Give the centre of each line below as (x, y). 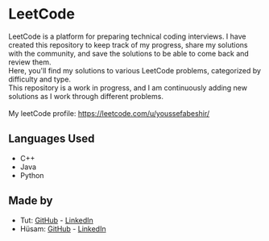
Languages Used (52, 139)
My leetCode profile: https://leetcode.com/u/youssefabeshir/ (109, 113)
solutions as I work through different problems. (86, 96)
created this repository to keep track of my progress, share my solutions (128, 44)
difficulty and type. (39, 79)
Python (32, 175)
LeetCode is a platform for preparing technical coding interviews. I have (128, 36)
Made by (31, 201)
